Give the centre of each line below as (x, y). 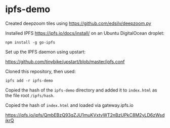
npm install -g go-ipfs (30, 42)
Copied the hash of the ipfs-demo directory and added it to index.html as (81, 90)
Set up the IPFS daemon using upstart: (46, 52)
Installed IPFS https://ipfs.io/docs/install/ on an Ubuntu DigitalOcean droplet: (85, 33)
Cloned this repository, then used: (40, 71)
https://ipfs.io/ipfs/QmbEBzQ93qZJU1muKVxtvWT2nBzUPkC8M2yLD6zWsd (85, 115)
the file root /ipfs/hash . (30, 95)
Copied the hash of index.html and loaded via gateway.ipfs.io (69, 105)
